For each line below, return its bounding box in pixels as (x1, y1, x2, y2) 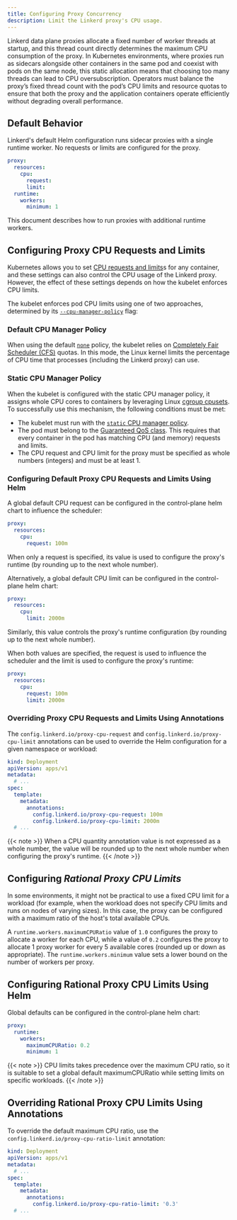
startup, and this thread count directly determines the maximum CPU (7, 44, 208, 52)
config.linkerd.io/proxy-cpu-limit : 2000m (33, 817, 160, 824)
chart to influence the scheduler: (7, 506, 103, 515)
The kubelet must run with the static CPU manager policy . (17, 418, 190, 427)
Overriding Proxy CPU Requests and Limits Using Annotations (7, 713, 224, 723)
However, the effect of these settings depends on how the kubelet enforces (7, 278, 228, 287)
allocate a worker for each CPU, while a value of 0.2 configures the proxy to (7, 935, 229, 944)
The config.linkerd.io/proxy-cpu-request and (7, 729, 144, 738)
